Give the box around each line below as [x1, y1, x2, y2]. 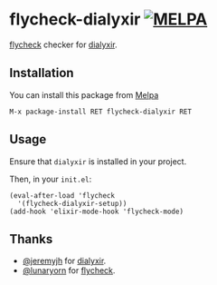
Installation [9, 65, 74, 81]
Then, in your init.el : [9, 173, 92, 184]
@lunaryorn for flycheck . [22, 265, 116, 276]
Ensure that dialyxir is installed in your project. [9, 155, 187, 167]
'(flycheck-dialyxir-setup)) [17, 199, 127, 208]
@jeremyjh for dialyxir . [22, 255, 107, 267]
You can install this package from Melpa [9, 89, 159, 100]
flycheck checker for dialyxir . [9, 39, 118, 50]
